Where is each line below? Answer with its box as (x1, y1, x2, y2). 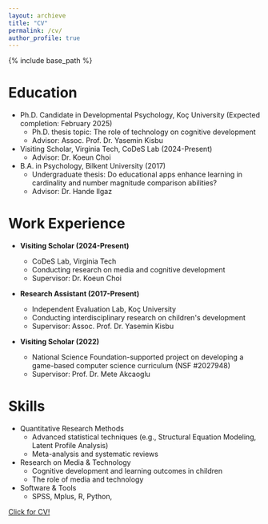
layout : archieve (8, 11, 66, 20)
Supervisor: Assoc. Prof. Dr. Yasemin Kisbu (31, 321, 174, 331)
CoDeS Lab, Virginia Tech (31, 256, 117, 266)
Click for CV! (8, 507, 50, 517)
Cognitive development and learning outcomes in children (31, 466, 223, 476)
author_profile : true (8, 34, 81, 42)
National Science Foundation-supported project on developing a (31, 352, 244, 362)
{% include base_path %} (8, 56, 93, 65)
